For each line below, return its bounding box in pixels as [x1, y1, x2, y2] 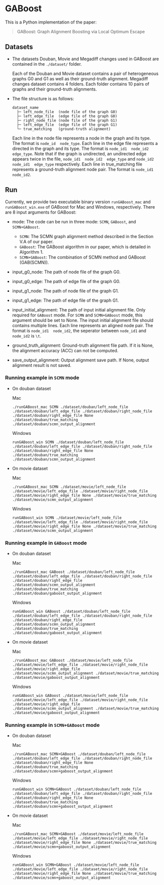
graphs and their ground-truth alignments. [12, 86, 97, 92]
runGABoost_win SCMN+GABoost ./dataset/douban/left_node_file [12, 787, 142, 792]
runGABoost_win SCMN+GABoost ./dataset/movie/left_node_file [12, 862, 140, 867]
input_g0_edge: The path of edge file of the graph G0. [12, 278, 121, 284]
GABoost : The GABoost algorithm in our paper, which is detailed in [19, 243, 151, 250]
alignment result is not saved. [12, 362, 72, 368]
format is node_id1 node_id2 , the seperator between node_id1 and [12, 328, 146, 334]
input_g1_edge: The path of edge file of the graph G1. [12, 297, 119, 303]
